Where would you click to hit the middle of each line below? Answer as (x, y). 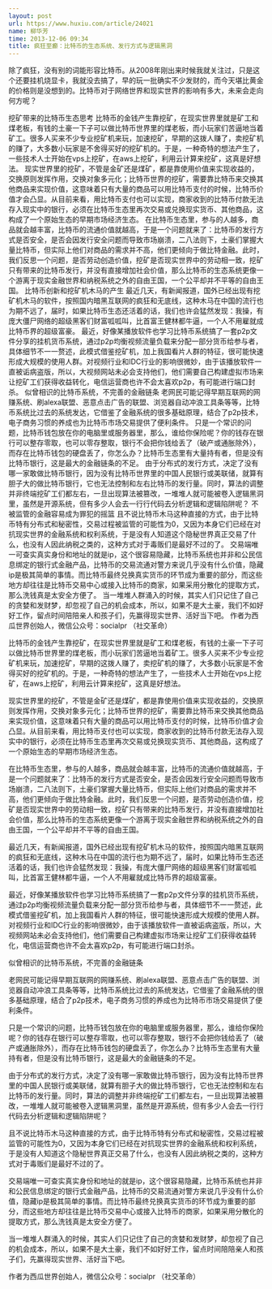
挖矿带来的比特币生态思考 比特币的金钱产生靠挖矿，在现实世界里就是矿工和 (134, 118)
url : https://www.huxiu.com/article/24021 (81, 24)
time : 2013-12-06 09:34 (49, 39)
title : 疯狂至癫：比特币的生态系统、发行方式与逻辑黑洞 (90, 46)
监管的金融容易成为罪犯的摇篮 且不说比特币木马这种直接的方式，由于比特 (137, 514)
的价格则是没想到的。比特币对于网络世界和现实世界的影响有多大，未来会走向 (136, 91)
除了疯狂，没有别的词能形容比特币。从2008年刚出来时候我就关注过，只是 (131, 71)
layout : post (30, 16)
